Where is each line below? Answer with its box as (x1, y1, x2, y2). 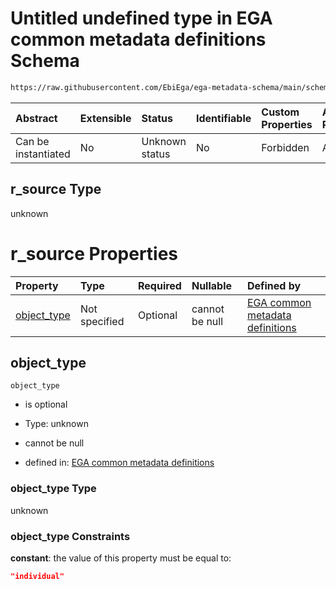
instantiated (15, 147, 71, 161)
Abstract (15, 111, 58, 125)
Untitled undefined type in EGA (10, 7, 273, 30)
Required (137, 278, 182, 292)
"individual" (10, 571, 65, 581)
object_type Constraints (10, 529, 131, 543)
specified (79, 314, 125, 328)
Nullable (191, 278, 233, 292)
